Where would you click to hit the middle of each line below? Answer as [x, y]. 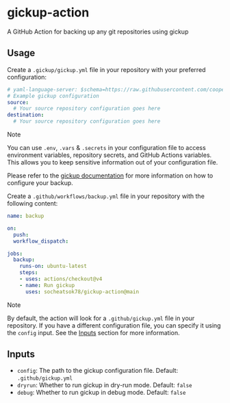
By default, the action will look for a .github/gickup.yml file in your [101, 318]
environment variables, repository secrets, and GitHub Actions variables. [110, 155]
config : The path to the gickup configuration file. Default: [98, 371]
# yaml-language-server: [42, 89]
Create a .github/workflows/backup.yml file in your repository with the [106, 196]
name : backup [26, 216]
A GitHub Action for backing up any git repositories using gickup [98, 32]
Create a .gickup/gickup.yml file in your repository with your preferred [106, 69]
